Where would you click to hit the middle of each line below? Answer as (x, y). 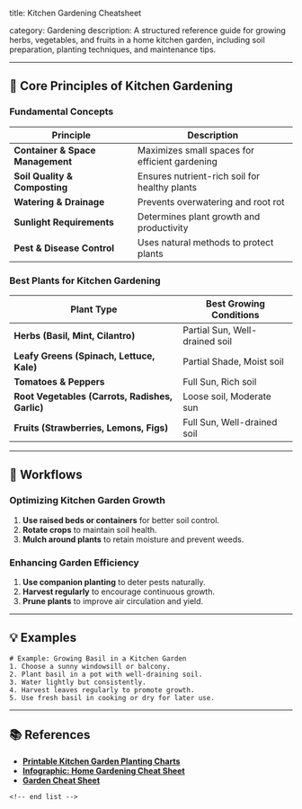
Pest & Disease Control (64, 248)
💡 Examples (43, 638)
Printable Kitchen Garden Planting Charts (101, 761)
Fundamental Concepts (62, 111)
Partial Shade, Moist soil (234, 361)
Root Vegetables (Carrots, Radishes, (93, 396)
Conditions (235, 315)
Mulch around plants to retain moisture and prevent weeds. (133, 539)
